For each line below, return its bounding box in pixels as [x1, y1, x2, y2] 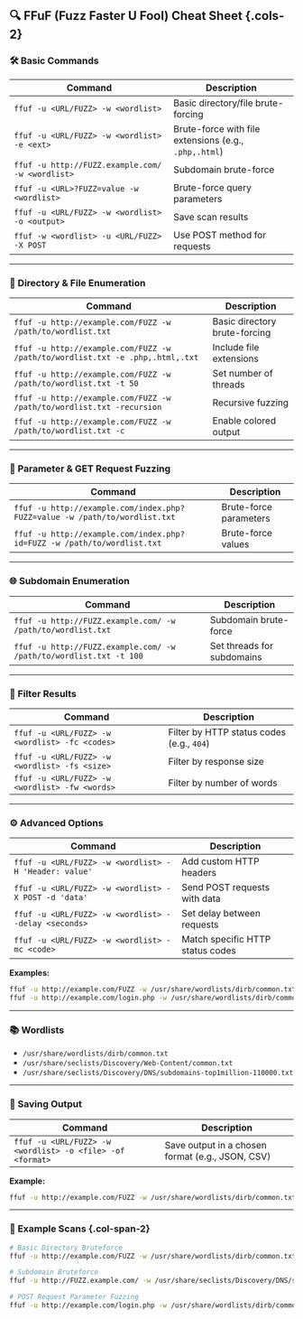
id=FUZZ [14, 538, 47, 549]
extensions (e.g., [173, 134, 244, 146]
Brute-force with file [173, 122, 261, 135]
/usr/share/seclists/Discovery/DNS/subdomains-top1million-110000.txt [22, 1069, 294, 1078]
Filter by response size [168, 755, 264, 767]
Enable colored [212, 414, 277, 427]
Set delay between [181, 907, 262, 920]
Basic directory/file [173, 97, 253, 109]
